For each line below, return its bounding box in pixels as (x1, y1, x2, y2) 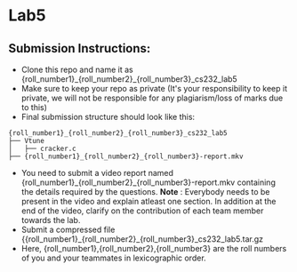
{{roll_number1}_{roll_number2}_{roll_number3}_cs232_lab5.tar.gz (20, 234, 264, 244)
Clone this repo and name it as (20, 64, 134, 75)
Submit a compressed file (20, 224, 116, 235)
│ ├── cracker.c (8, 144, 76, 153)
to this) (20, 102, 48, 112)
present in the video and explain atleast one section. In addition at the (20, 196, 277, 206)
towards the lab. (20, 215, 81, 225)
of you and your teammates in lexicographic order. (20, 252, 206, 263)
